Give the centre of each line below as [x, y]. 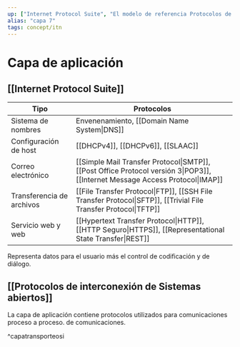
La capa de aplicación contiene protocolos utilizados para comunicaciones [117, 315]
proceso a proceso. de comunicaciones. [67, 323]
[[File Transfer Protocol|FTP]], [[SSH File [144, 191]
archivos [25, 205]
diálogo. [19, 264]
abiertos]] [30, 297]
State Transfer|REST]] [113, 238]
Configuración [35, 141]
